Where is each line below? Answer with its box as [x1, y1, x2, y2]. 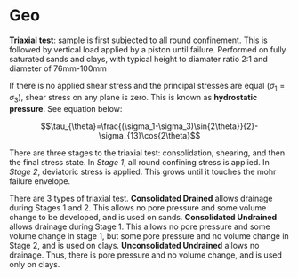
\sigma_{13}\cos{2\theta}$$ [98, 130, 201, 140]
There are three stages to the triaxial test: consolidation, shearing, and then [9, 147, 286, 158]
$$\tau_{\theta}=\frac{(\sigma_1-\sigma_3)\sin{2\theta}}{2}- [40, 121, 259, 131]
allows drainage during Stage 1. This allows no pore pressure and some [9, 221, 270, 232]
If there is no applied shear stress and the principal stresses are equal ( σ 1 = [9, 80, 286, 93]
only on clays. [9, 258, 60, 269]
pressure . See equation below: [9, 103, 123, 114]
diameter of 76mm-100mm [9, 63, 107, 74]
